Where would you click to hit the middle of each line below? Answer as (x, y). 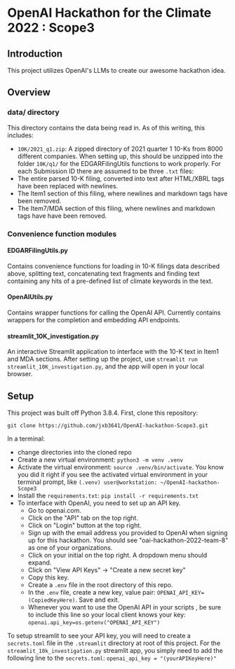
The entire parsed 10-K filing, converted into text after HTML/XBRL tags (121, 178)
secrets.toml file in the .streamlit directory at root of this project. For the (114, 643)
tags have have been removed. (62, 216)
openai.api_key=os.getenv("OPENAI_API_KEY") (94, 623)
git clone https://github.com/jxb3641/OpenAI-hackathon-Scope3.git (108, 426)
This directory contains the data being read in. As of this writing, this (106, 127)
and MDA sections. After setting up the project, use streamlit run (102, 359)
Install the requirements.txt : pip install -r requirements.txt (108, 496)
